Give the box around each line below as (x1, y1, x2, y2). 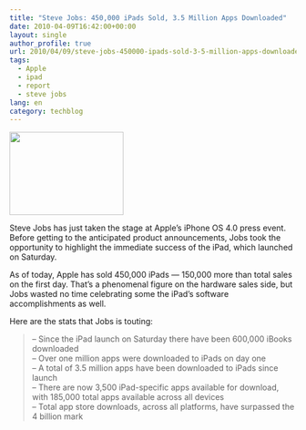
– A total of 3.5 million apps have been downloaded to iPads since (31, 363, 279, 374)
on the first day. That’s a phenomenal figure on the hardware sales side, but (9, 279, 293, 290)
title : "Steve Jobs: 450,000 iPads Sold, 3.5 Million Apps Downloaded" (9, 13, 287, 23)
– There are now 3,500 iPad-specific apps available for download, (31, 382, 280, 393)
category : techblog (9, 107, 84, 116)
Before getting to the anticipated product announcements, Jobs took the (9, 232, 281, 243)
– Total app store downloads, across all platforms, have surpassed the (31, 402, 295, 413)
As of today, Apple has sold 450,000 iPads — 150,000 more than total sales (9, 270, 293, 281)
